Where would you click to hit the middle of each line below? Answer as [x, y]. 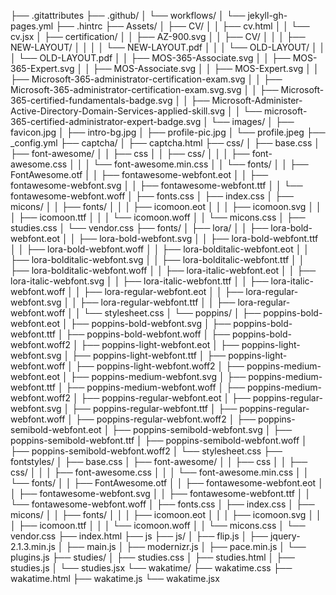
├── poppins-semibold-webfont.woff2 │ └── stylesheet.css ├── [146, 451]
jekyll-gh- [267, 15]
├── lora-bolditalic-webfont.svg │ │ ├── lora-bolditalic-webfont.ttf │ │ [157, 259]
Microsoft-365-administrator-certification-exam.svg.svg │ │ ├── [144, 89]
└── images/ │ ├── [252, 121]
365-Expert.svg [42, 68]
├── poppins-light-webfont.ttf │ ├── [149, 355]
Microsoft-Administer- [257, 100]
